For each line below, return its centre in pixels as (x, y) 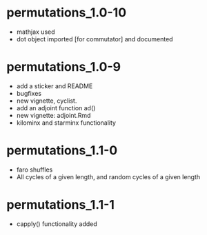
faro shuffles (34, 170)
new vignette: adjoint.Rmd (53, 115)
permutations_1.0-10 (67, 13)
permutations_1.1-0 (62, 151)
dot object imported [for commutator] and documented (95, 39)
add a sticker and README (55, 86)
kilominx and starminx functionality (66, 123)
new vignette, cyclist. (47, 101)
